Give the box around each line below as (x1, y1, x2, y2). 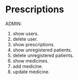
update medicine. (12, 68, 50, 75)
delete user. (12, 36, 38, 42)
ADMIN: (5, 21, 22, 27)
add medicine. (12, 63, 43, 69)
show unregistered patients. (12, 47, 72, 53)
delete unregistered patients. (12, 52, 74, 58)
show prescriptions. (12, 41, 55, 47)
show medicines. (12, 57, 49, 64)
